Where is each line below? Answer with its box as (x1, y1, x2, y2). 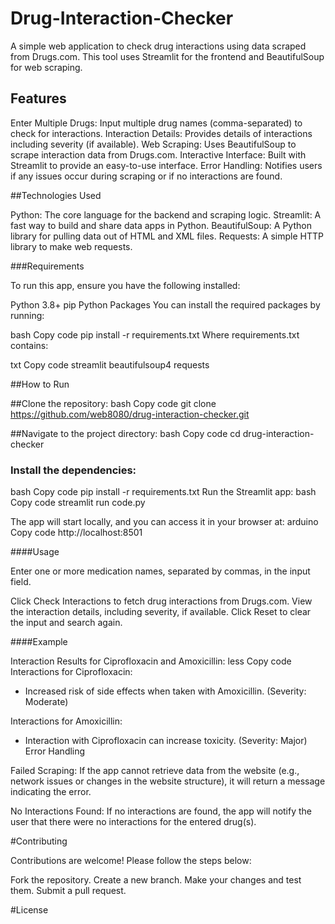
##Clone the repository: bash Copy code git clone (10, 397, 217, 409)
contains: (10, 339, 49, 351)
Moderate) (24, 696, 69, 708)
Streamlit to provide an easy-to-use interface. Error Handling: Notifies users (10, 159, 323, 171)
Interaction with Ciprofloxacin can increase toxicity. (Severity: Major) (24, 735, 308, 747)
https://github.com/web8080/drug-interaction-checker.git (10, 408, 250, 420)
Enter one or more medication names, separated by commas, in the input (10, 565, 311, 577)
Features (10, 90, 67, 107)
